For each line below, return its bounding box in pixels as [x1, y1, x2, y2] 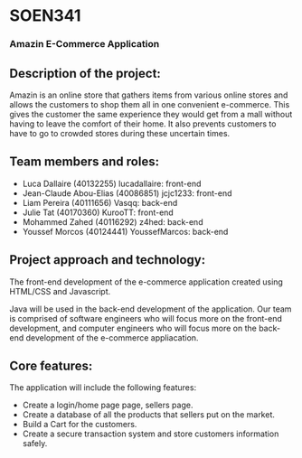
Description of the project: [9, 65, 161, 81]
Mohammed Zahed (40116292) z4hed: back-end [22, 216, 203, 227]
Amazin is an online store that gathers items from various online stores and [9, 89, 288, 100]
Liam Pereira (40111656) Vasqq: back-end [22, 197, 178, 208]
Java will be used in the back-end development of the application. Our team [9, 304, 292, 314]
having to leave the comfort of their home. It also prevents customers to [9, 118, 277, 129]
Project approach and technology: [9, 252, 206, 267]
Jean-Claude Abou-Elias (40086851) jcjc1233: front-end [22, 187, 232, 199]
